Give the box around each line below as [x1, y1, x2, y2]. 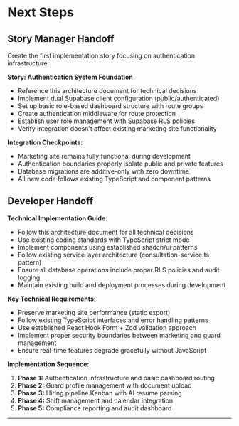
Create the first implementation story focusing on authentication [7, 51, 196, 60]
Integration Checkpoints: [7, 138, 83, 147]
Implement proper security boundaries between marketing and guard [17, 331, 221, 339]
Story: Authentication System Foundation [7, 73, 134, 81]
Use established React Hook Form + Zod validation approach [17, 323, 197, 331]
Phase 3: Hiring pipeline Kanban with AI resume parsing [17, 388, 183, 397]
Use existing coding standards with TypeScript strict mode [17, 235, 190, 244]
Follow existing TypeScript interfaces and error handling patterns [17, 316, 208, 324]
